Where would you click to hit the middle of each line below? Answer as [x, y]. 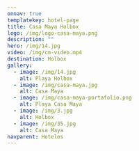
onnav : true [24, 14]
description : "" [31, 40]
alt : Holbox [37, 117]
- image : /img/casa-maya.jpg [56, 85]
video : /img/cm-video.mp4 [44, 53]
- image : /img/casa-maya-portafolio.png [73, 98]
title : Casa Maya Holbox [43, 26]
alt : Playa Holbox [46, 78]
